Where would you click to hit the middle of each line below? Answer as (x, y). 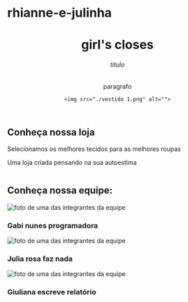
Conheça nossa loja (51, 132)
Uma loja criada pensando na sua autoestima (72, 163)
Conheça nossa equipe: (60, 190)
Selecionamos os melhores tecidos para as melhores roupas (94, 149)
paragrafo (117, 86)
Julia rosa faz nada (40, 259)
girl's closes (117, 45)
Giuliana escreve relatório (52, 292)
